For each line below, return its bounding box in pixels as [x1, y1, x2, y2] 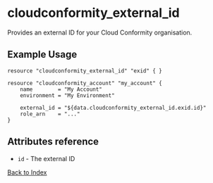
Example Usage [7, 49, 78, 61]
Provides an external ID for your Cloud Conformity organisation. [7, 28, 193, 37]
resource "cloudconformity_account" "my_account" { [7, 80, 162, 87]
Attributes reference [7, 136, 99, 148]
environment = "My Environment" [20, 91, 115, 99]
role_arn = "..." [20, 111, 80, 118]
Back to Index [7, 168, 47, 177]
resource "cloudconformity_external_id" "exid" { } [7, 67, 162, 75]
